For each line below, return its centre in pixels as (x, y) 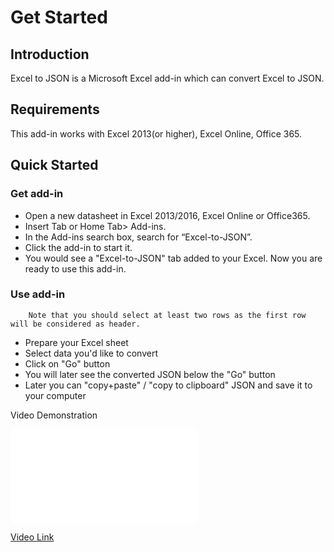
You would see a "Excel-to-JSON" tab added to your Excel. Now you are (173, 258)
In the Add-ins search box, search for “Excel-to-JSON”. (138, 237)
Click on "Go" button (67, 363)
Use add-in (38, 294)
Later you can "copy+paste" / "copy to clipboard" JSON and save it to (168, 385)
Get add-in (37, 194)
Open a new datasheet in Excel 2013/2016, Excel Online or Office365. (167, 215)
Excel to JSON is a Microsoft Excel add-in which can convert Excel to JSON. (167, 78)
